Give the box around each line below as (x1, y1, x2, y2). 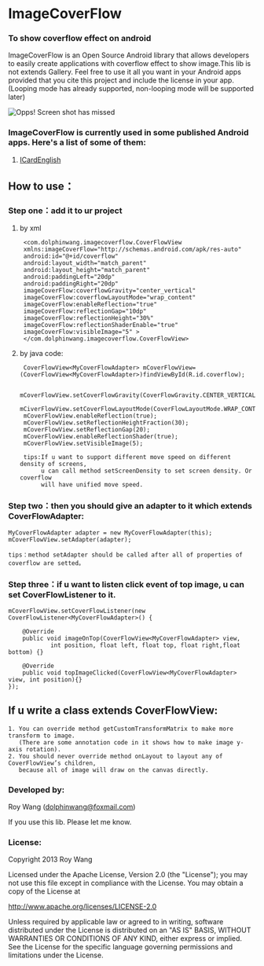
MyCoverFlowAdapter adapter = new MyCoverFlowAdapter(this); (8, 528, 213, 537)
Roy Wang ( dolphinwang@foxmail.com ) (8, 803, 136, 812)
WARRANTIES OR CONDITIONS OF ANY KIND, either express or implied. (8, 934, 242, 943)
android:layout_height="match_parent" (23, 266, 151, 274)
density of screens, (19, 461, 87, 468)
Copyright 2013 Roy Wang (8, 854, 93, 865)
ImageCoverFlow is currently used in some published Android (8, 127, 249, 138)
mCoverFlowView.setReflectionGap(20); (23, 426, 151, 434)
